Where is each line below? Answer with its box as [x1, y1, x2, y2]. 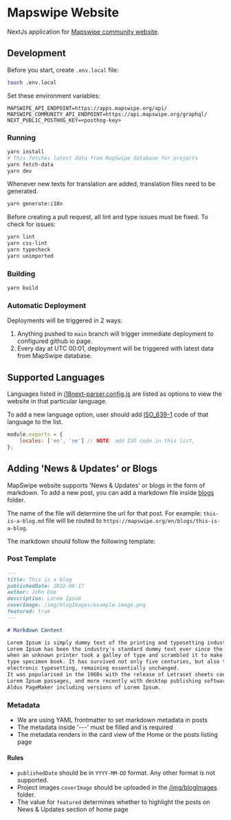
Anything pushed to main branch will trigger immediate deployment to [16, 330, 214, 338]
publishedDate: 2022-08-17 [7, 582, 85, 589]
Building [7, 269, 36, 278]
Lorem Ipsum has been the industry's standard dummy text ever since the [7, 645, 223, 652]
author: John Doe [7, 589, 57, 596]
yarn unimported [7, 252, 54, 259]
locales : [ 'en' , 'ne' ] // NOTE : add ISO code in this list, [19, 437, 195, 444]
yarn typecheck [7, 246, 51, 254]
